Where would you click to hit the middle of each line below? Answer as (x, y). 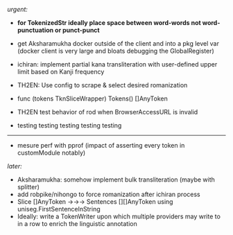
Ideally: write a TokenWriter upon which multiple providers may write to (119, 216)
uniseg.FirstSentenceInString (59, 209)
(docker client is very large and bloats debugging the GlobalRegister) (116, 51)
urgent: (17, 9)
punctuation (35, 30)
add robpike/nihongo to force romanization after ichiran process (109, 194)
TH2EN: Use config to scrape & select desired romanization (102, 85)
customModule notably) (51, 153)
